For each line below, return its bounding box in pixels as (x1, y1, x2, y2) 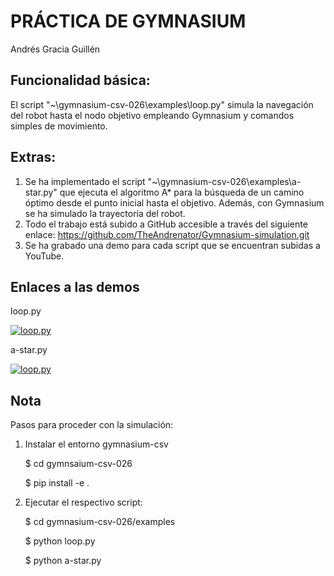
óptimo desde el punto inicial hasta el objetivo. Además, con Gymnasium (24, 196, 325, 209)
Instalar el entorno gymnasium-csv (24, 438, 169, 450)
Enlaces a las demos (10, 278, 140, 295)
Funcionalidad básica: (10, 72, 151, 89)
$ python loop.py (24, 535, 96, 547)
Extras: (10, 149, 57, 166)
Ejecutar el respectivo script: (24, 496, 143, 509)
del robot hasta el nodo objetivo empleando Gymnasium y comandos (10, 109, 295, 121)
